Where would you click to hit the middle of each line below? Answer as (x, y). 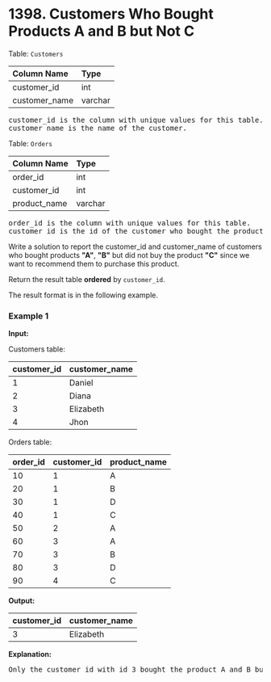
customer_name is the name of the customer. (98, 128)
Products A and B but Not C (102, 31)
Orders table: (30, 442)
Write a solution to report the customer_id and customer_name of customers (135, 246)
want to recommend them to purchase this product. (94, 263)
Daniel (81, 383)
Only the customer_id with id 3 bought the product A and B (130, 670)
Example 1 (29, 316)
